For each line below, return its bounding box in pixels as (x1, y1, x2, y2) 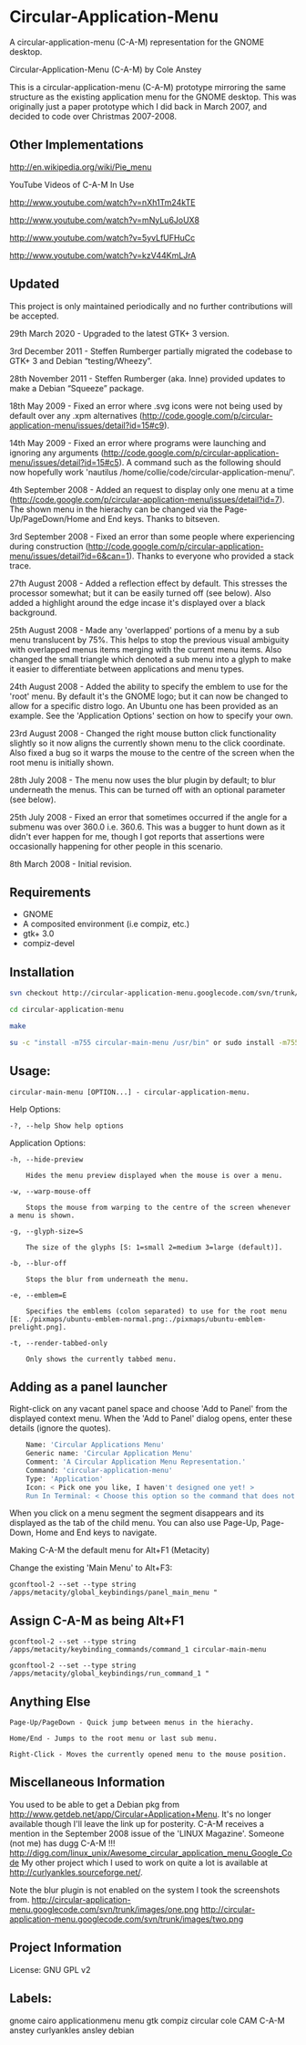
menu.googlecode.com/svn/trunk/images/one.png (9, 1904, 199, 1915)
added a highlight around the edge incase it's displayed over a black (9, 597, 266, 608)
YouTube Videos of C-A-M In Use (9, 179, 135, 190)
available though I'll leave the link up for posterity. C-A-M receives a (9, 1818, 264, 1829)
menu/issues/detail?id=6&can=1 (9, 550, 129, 561)
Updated (9, 276, 60, 292)
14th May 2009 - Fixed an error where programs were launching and (9, 437, 267, 448)
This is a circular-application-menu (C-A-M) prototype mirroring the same (9, 81, 287, 92)
